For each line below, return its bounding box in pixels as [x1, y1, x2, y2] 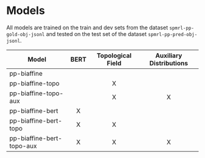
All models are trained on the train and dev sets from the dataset [6, 24, 168, 31]
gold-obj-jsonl [6, 31, 45, 37]
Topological [96, 51, 132, 60]
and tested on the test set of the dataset [46, 30, 147, 37]
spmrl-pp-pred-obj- [148, 31, 198, 37]
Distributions [149, 59, 188, 67]
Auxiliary [155, 51, 182, 60]
